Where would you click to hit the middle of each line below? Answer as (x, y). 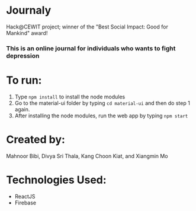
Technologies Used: (56, 180)
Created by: (36, 139)
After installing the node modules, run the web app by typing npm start (101, 116)
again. (22, 109)
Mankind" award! (27, 33)
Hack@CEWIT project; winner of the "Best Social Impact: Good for (87, 27)
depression (23, 56)
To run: (24, 80)
